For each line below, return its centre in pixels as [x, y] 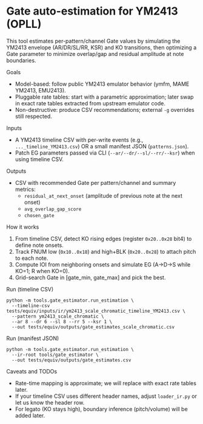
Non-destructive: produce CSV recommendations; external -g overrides [105, 109]
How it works [23, 227]
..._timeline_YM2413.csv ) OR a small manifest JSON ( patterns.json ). [102, 146]
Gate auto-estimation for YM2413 [92, 11]
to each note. [32, 258]
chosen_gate [39, 215]
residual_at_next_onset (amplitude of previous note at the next [103, 195]
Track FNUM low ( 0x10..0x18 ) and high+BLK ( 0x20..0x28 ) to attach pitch [105, 251]
